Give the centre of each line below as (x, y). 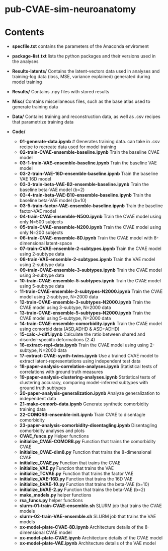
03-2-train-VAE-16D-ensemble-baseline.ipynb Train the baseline (89, 174)
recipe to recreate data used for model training (68, 147)
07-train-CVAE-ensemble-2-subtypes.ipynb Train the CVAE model (90, 249)
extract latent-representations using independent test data (80, 361)
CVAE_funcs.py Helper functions (54, 436)
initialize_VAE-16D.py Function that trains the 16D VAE (76, 479)
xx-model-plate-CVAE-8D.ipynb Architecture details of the (81, 527)
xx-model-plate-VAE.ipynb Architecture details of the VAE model (88, 543)
